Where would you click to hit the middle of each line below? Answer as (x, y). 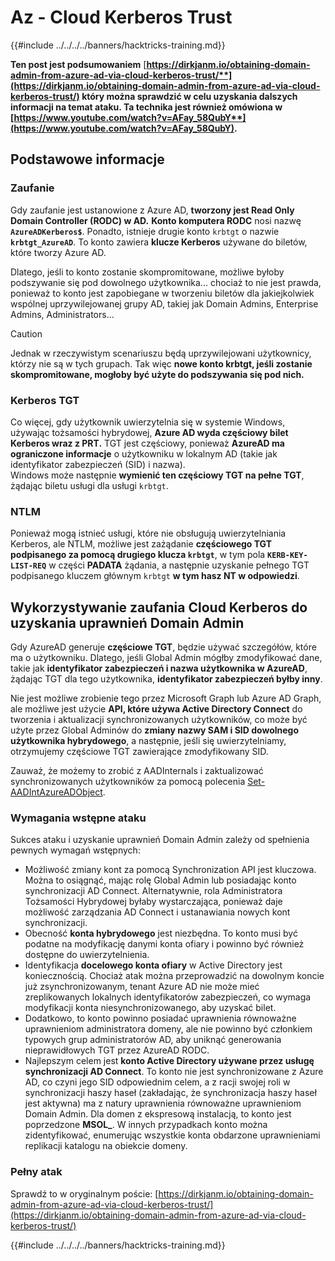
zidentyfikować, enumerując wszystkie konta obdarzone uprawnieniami (172, 1135)
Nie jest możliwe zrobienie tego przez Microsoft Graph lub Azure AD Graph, (166, 698)
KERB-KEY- (287, 556)
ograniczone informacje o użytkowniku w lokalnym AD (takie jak (144, 453)
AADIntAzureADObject (56, 792)
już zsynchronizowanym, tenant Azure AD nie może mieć (142, 987)
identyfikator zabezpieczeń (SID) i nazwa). (98, 464)
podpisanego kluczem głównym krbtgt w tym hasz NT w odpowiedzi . (155, 576)
